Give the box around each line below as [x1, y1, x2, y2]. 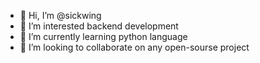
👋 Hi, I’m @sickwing [19, 10, 102, 21]
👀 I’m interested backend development [19, 20, 179, 32]
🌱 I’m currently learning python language [19, 31, 188, 42]
